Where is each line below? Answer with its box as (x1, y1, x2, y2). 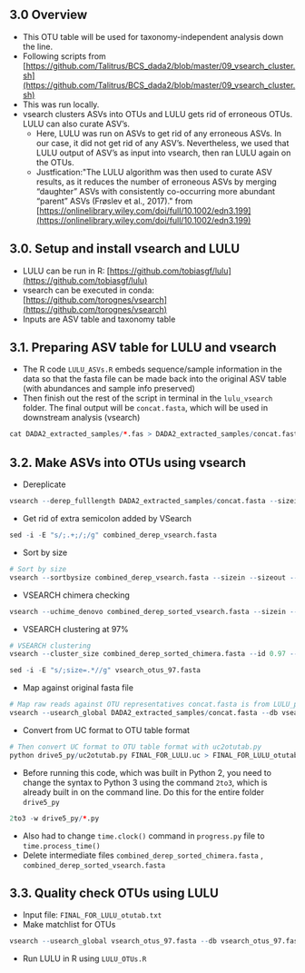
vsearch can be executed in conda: (22, 284, 154, 295)
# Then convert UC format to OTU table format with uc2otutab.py (9, 742, 261, 751)
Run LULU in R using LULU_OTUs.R (22, 953, 147, 964)
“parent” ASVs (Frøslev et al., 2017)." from (35, 195, 193, 206)
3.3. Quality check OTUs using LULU (9, 885, 220, 900)
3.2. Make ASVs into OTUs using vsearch (9, 454, 247, 471)
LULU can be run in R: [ (22, 265, 111, 276)
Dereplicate (22, 479, 66, 490)
